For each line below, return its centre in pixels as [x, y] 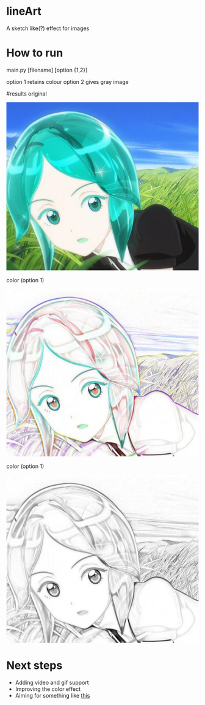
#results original [27, 94]
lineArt [24, 11]
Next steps [34, 665]
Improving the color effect [48, 689]
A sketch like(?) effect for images [48, 28]
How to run [35, 53]
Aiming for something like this [52, 695]
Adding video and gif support [52, 682]
